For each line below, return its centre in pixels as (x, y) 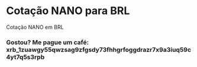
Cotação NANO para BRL (68, 11)
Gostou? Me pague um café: (48, 42)
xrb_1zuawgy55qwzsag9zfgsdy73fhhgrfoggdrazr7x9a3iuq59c (98, 49)
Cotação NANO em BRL (35, 27)
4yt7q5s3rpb (25, 57)
